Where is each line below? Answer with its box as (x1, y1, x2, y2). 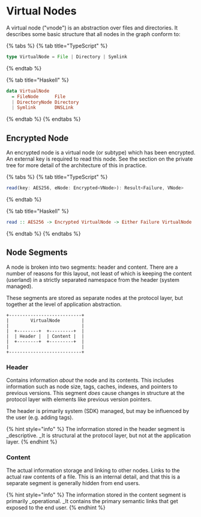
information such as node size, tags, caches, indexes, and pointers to (6, 383, 178, 390)
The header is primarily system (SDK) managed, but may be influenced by (6, 407, 190, 414)
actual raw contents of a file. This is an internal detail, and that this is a (6, 473, 181, 480)
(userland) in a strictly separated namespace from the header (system (6, 276, 180, 283)
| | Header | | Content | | (6, 333, 85, 339)
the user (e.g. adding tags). (6, 414, 74, 421)
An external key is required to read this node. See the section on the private (6, 155, 193, 163)
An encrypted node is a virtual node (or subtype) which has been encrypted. (6, 149, 196, 156)
